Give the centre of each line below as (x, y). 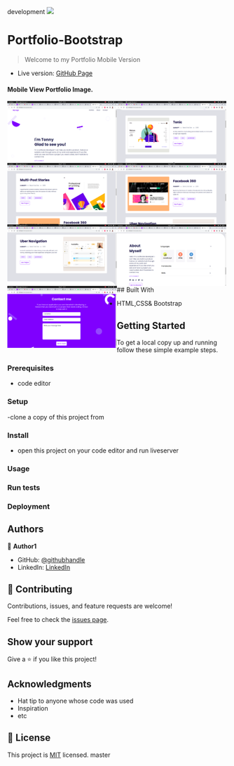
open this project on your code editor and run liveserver (98, 450)
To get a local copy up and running (167, 343)
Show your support (50, 642)
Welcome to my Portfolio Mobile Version (82, 59)
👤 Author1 (22, 546)
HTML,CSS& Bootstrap (149, 304)
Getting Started (151, 326)
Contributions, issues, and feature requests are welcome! (90, 606)
